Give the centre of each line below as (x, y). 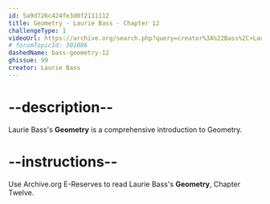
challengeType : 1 (37, 30)
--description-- (61, 107)
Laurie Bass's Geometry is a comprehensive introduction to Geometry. (125, 130)
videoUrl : (25, 38)
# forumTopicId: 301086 (48, 46)
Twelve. (21, 192)
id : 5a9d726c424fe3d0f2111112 (59, 16)
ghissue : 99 (28, 61)
